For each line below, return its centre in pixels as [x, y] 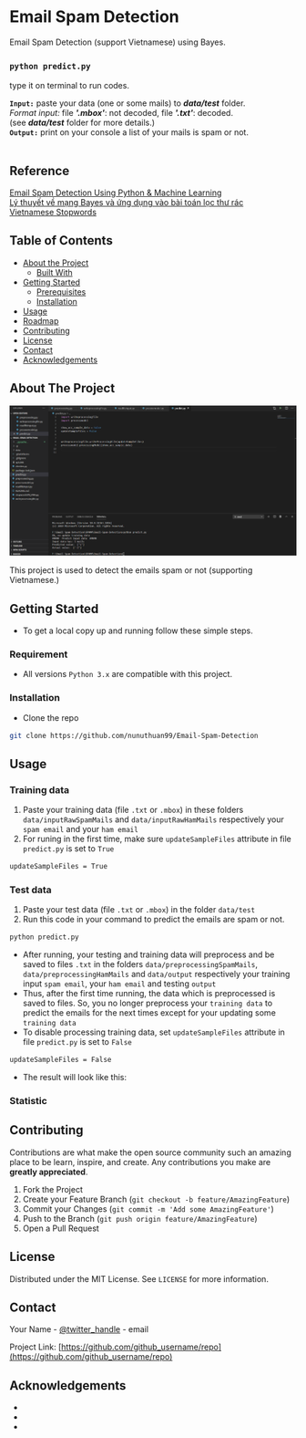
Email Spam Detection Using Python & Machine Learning [116, 193]
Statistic [28, 1101]
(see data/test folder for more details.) [82, 123]
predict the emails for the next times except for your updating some [149, 1013]
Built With [54, 272]
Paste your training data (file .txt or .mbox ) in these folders [133, 810]
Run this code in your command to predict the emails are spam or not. [153, 920]
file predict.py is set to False [77, 1042]
